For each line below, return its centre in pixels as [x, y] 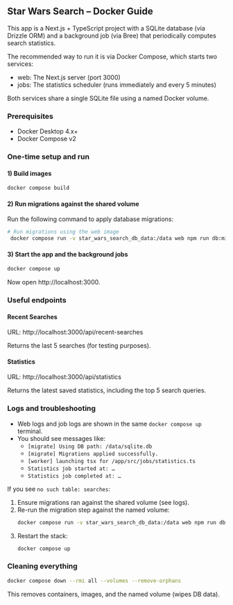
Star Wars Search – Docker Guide [80, 11]
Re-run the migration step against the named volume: [93, 510]
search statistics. [32, 43]
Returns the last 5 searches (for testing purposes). [79, 346]
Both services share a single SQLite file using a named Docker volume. [108, 98]
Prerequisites [30, 116]
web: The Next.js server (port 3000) [69, 77]
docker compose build [38, 188]
